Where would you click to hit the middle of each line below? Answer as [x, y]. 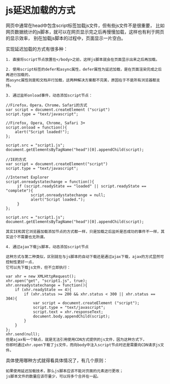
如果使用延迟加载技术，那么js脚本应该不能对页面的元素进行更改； [65, 371]
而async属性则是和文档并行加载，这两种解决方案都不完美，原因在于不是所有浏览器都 [81, 80]
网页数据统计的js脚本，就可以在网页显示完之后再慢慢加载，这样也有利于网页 [85, 31]
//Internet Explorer [28, 177]
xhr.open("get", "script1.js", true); [47, 281]
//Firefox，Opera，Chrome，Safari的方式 [47, 105]
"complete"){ [19, 190]
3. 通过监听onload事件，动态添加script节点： [49, 95]
